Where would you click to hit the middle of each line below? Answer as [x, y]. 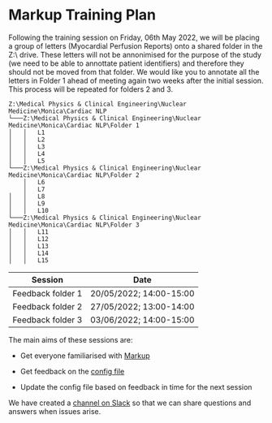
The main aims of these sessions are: [71, 339]
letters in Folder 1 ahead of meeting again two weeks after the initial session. [136, 80]
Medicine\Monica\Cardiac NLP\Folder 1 [74, 125]
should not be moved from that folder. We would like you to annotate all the [134, 71]
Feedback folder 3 [47, 320]
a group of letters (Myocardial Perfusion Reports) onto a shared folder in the [136, 45]
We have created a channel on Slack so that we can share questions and [130, 403]
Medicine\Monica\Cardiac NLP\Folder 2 [74, 175]
